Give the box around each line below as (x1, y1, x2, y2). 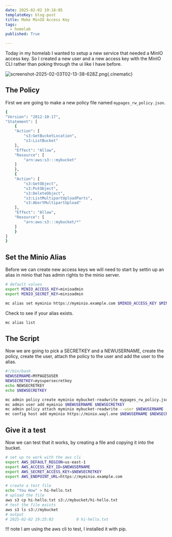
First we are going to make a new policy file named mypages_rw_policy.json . (5, 99, 166, 105)
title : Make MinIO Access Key (5, 17, 70, 22)
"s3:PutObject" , (24, 186, 58, 191)
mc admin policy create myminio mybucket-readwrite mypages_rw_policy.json (5, 397, 170, 402)
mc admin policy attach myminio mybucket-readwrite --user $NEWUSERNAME (5, 407, 164, 412)
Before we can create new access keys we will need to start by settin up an (5, 266, 164, 273)
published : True (5, 31, 40, 37)
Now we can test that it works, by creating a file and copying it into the (5, 439, 155, 445)
